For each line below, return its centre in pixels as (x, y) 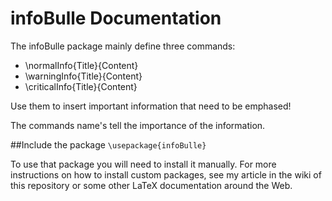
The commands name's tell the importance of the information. (138, 125)
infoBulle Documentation (116, 18)
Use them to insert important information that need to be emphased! (151, 106)
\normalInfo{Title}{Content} (81, 65)
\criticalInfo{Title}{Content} (81, 86)
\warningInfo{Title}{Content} (83, 76)
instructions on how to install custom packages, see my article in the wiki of (166, 174)
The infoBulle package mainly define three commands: (123, 46)
